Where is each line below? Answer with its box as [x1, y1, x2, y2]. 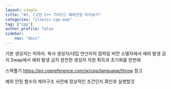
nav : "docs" [14, 36, 40, 41]
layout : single [5, 7, 38, 13]
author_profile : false [5, 26, 54, 32]
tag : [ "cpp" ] [5, 21, 33, 27]
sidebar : [5, 31, 24, 36]
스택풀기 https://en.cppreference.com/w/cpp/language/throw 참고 [5, 67, 143, 74]
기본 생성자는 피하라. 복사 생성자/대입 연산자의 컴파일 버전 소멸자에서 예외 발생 [5, 50, 161, 56]
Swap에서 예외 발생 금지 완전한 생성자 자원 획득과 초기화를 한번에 [10, 56, 141, 63]
